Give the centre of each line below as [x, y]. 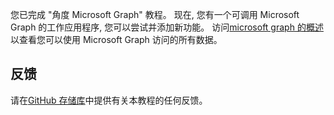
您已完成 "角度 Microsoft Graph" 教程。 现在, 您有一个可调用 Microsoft [155, 14]
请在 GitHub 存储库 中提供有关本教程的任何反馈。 [109, 100]
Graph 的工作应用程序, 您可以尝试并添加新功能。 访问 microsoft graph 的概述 [167, 27]
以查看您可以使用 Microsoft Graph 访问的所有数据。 [116, 39]
